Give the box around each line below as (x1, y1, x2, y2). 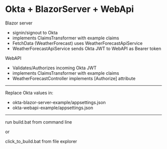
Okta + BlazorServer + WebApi (5, 3, 134, 15)
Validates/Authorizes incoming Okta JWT (12, 65, 97, 71)
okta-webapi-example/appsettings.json (12, 105, 93, 111)
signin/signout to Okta (12, 29, 58, 35)
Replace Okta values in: (5, 90, 54, 96)
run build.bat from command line (5, 119, 72, 125)
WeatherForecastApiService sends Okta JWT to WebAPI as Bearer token (12, 45, 162, 51)
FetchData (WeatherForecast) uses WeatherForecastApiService (12, 40, 143, 46)
